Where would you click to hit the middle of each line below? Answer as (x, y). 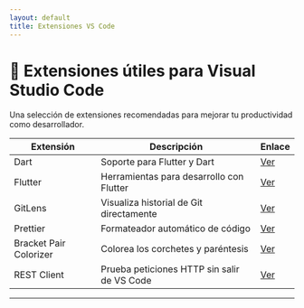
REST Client (39, 275)
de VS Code (126, 281)
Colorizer (33, 255)
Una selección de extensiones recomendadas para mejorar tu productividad (151, 115)
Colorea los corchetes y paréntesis (175, 249)
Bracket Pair (40, 243)
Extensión (53, 147)
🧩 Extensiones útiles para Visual (133, 71)
